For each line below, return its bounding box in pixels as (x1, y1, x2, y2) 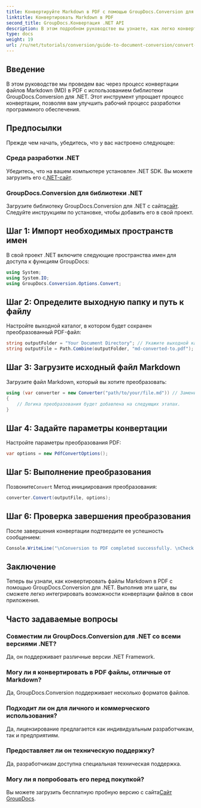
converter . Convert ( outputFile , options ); (6, 495, 111, 501)
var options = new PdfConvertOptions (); (6, 450, 109, 457)
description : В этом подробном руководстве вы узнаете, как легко (6, 25, 175, 32)
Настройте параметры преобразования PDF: (6, 439, 121, 446)
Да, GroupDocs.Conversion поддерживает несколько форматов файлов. (6, 689, 190, 697)
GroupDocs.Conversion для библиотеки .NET (6, 189, 143, 197)
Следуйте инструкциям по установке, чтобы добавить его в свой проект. (6, 209, 194, 216)
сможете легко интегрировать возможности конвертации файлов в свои (6, 591, 193, 598)
